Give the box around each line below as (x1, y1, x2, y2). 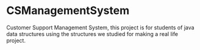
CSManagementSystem (6, 4, 130, 18)
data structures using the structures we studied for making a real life (6, 30, 179, 37)
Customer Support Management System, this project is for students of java (6, 24, 195, 31)
